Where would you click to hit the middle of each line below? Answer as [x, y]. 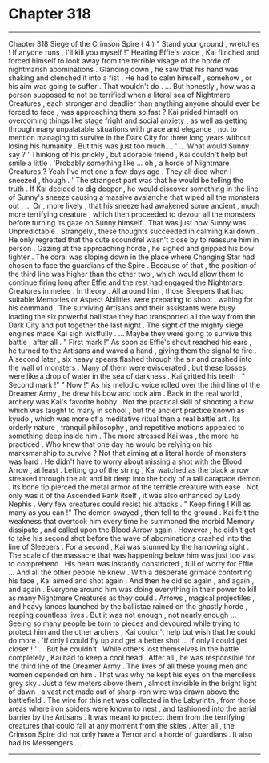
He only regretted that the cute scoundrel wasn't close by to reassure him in [134, 239]
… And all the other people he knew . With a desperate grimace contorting [130, 572]
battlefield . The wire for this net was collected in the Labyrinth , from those [132, 700]
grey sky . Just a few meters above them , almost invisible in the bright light [133, 683]
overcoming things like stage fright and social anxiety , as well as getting [128, 120]
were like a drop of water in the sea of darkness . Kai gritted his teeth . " [127, 376]
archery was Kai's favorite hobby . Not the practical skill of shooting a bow [131, 401]
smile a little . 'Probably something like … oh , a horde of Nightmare [119, 163]
